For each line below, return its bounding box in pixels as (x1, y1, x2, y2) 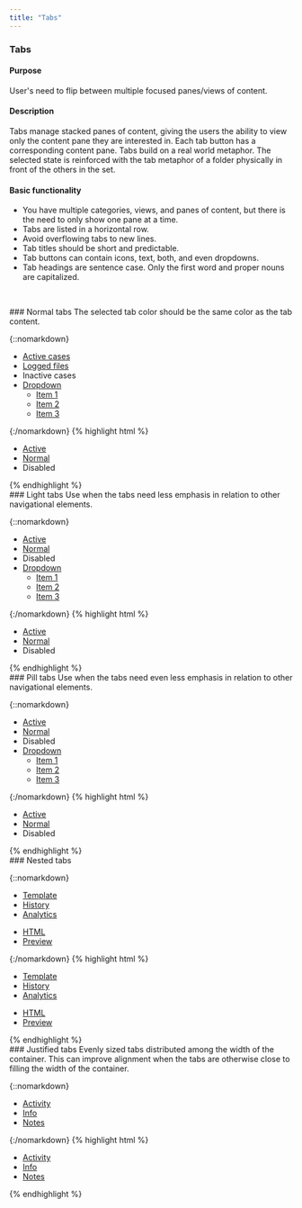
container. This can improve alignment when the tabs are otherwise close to (9, 1054, 290, 1065)
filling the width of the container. (9, 1063, 129, 1074)
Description (9, 105, 55, 117)
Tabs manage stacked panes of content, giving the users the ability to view (9, 125, 288, 136)
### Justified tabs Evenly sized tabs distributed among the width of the (9, 1044, 274, 1055)
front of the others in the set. (9, 164, 116, 175)
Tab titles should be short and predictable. (22, 243, 180, 254)
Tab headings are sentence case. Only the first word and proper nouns (22, 262, 285, 273)
